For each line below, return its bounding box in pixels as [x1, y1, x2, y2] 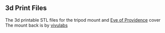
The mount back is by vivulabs [5, 22, 68, 28]
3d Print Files [5, 4, 47, 12]
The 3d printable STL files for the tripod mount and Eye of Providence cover [5, 17, 161, 23]
